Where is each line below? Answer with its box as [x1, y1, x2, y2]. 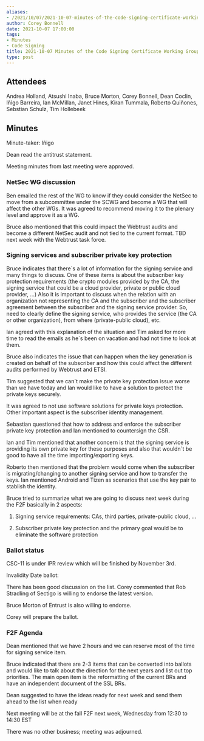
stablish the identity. [6, 482, 57, 490]
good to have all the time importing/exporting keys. [6, 451, 134, 459]
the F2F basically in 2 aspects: [6, 500, 83, 508]
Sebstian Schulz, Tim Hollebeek [6, 106, 86, 113]
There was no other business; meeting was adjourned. [6, 728, 143, 736]
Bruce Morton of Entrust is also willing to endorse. [6, 602, 132, 609]
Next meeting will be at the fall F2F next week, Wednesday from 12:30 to [6, 710, 188, 717]
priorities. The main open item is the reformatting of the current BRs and [6, 674, 187, 681]
